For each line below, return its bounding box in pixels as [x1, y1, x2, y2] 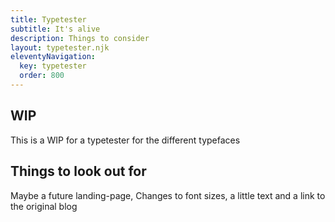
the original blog [10, 200, 78, 212]
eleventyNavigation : [10, 52, 97, 62]
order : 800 [19, 71, 65, 81]
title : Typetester [10, 14, 87, 25]
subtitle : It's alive [10, 24, 101, 34]
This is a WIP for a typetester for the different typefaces [10, 134, 241, 146]
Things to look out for [10, 163, 147, 180]
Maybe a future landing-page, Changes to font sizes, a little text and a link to [10, 189, 326, 201]
